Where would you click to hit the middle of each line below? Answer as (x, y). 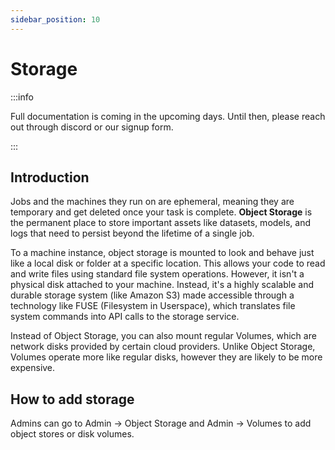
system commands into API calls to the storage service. (125, 317)
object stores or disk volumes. (72, 434)
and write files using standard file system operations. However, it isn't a (157, 274)
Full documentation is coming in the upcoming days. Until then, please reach (168, 116)
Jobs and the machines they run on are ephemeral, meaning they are (152, 202)
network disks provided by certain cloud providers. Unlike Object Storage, (163, 347)
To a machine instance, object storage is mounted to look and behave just (162, 253)
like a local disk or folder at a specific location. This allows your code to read (168, 263)
